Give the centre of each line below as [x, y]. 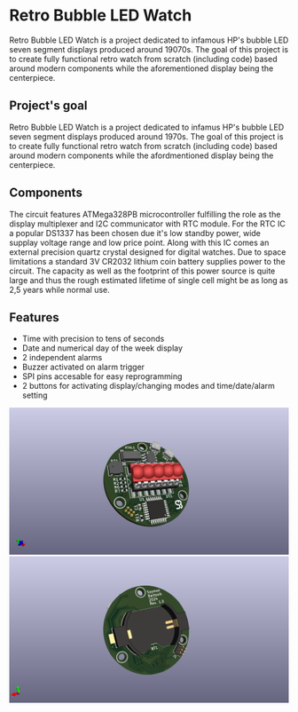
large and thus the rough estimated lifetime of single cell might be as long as [149, 280]
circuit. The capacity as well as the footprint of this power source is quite [142, 271]
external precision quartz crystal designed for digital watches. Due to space [148, 252]
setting [35, 395]
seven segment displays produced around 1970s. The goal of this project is [146, 136]
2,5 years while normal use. [60, 289]
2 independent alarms [62, 358]
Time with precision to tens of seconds [93, 339]
